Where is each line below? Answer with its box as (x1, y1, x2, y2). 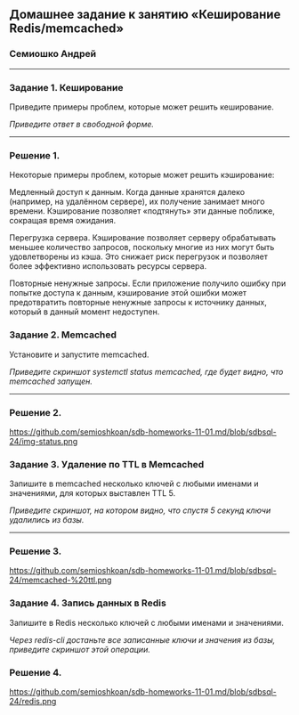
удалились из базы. (9, 515, 85, 525)
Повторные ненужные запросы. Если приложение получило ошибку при (9, 278, 287, 288)
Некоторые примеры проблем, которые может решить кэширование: (9, 169, 275, 181)
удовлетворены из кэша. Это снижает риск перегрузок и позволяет (9, 251, 269, 262)
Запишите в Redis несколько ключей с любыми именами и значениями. (9, 617, 285, 628)
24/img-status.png (9, 435, 78, 446)
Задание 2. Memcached (9, 329, 117, 341)
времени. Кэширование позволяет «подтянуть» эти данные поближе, (9, 206, 276, 216)
